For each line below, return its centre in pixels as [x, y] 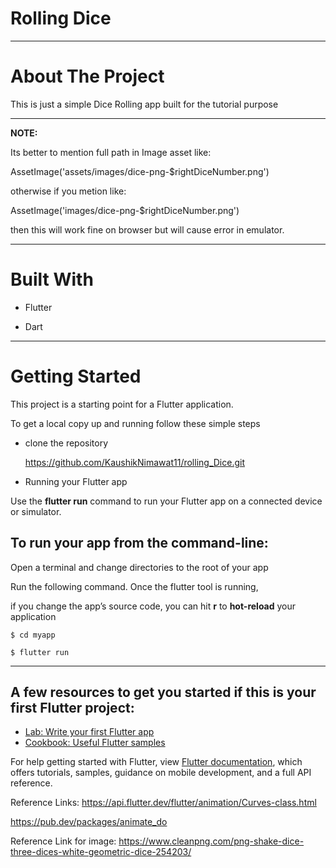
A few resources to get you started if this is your [163, 692]
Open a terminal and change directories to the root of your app [139, 567]
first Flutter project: [72, 707]
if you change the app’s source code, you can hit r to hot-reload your [153, 606]
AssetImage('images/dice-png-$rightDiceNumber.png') [125, 210]
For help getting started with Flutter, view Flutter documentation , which [156, 762]
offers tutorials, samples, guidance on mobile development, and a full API [161, 773]
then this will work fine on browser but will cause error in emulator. [147, 229]
